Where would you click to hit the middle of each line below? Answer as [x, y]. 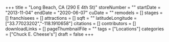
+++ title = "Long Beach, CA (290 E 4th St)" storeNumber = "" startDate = [83, 7]
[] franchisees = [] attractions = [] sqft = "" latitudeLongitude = [71, 18]
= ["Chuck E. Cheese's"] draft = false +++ [50, 34]
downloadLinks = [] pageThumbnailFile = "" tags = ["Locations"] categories [85, 29]
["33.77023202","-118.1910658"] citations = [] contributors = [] [71, 23]
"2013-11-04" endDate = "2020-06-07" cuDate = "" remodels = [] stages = [84, 13]
